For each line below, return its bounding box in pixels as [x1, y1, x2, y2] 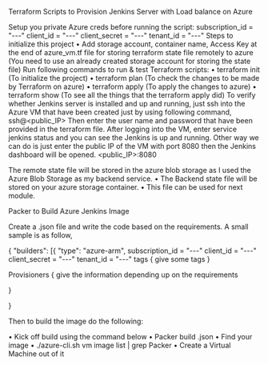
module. [8, 191, 36, 200]
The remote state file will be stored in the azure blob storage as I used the [8, 166, 252, 174]
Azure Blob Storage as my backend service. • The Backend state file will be [8, 174, 258, 183]
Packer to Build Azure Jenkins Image [8, 207, 130, 215]
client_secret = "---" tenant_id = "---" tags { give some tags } [8, 255, 210, 263]
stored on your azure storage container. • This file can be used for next [8, 182, 243, 191]
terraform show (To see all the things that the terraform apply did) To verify [8, 90, 256, 99]
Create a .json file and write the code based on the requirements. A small [8, 222, 249, 231]
